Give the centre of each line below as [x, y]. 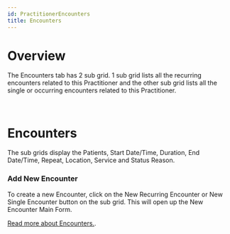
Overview [37, 56]
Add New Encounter [43, 179]
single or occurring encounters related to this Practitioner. [92, 90]
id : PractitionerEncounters [49, 14]
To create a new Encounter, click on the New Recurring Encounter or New [115, 194]
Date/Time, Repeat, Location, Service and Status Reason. [91, 160]
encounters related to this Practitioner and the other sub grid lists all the [113, 83]
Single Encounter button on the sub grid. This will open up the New [105, 202]
